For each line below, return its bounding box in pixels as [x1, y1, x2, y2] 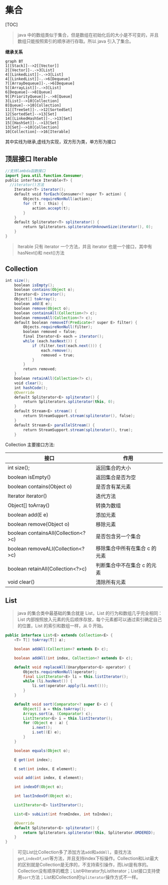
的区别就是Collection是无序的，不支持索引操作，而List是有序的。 [17, 862, 151, 868]
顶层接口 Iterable [5, 155, 58, 163]
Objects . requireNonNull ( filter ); [23, 324, 93, 329]
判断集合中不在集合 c [95, 562, 145, 569]
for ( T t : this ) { [23, 201, 64, 206]
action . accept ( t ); [31, 205, 70, 211]
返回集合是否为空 [95, 474, 136, 481]
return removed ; [23, 367, 57, 372]
